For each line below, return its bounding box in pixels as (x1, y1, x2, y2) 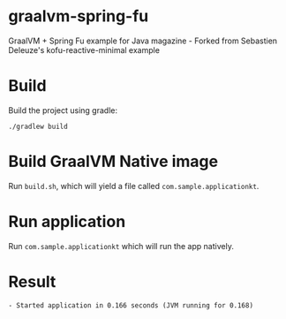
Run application (8, 212, 126, 232)
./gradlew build (8, 122, 68, 131)
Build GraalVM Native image (8, 152, 218, 171)
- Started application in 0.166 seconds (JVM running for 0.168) (8, 300, 253, 310)
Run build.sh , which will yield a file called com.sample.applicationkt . (8, 180, 260, 191)
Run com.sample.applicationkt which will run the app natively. (8, 240, 235, 251)
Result (8, 271, 56, 292)
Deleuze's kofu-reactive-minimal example (8, 44, 161, 55)
